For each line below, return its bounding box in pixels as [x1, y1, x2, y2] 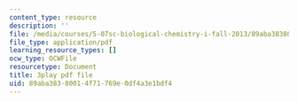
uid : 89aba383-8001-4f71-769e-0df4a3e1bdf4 [9, 79, 173, 88]
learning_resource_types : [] [9, 46, 117, 55]
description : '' [9, 21, 69, 30]
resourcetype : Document [9, 63, 98, 72]
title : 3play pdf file [9, 71, 93, 80]
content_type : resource [9, 12, 98, 22]
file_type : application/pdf [9, 37, 114, 47]
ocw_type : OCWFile [9, 54, 77, 63]
